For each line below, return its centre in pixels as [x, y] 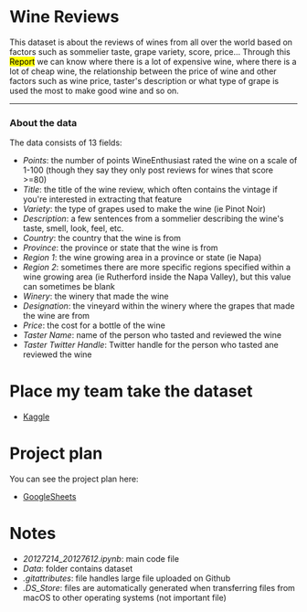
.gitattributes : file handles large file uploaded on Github [127, 578]
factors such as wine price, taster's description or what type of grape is [144, 80]
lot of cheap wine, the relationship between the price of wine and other [143, 71]
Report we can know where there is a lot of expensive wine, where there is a [153, 61]
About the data [43, 122]
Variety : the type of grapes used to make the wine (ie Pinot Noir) [144, 209]
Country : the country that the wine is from [101, 238]
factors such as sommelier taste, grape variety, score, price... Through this [150, 51]
